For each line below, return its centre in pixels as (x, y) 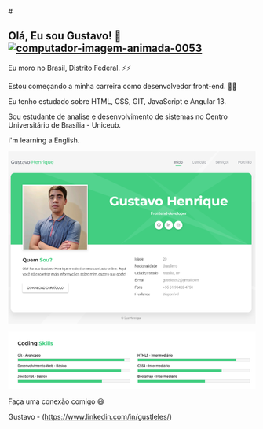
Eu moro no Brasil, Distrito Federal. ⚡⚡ (70, 68)
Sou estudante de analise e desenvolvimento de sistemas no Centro (118, 116)
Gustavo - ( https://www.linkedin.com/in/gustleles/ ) (90, 416)
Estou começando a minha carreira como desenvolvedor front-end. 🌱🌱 (122, 86)
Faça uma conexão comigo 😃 (56, 401)
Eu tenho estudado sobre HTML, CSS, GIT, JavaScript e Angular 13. (117, 101)
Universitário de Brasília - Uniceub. (65, 124)
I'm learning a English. (44, 140)
